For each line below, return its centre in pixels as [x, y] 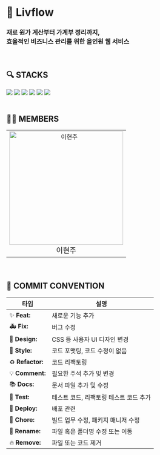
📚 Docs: [22, 384]
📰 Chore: [22, 419]
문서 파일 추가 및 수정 [80, 385]
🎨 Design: [23, 339]
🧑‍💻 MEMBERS [33, 118]
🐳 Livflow [30, 12]
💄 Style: [21, 350]
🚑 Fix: [19, 326]
